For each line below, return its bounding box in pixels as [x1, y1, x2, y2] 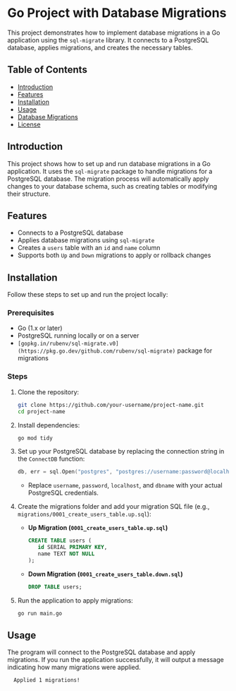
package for [177, 346, 213, 355]
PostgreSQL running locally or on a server [17, 331, 139, 340]
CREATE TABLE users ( [27, 537, 92, 545]
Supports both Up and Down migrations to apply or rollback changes [17, 251, 211, 259]
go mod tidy [17, 435, 53, 442]
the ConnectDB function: [17, 454, 85, 463]
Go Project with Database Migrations [7, 5, 227, 21]
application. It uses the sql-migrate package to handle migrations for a [7, 167, 213, 175]
